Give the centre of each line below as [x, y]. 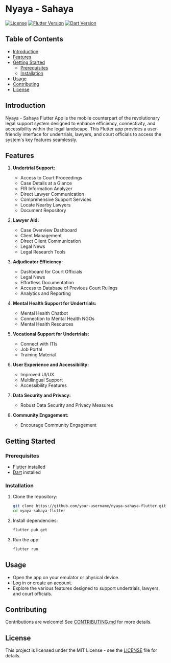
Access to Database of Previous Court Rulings [69, 288]
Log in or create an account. [42, 583]
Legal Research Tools [43, 252]
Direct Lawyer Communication [52, 194]
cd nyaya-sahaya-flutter [39, 511]
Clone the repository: [35, 497]
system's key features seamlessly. [41, 140]
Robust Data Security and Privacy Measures [67, 405]
